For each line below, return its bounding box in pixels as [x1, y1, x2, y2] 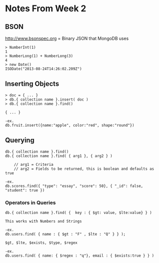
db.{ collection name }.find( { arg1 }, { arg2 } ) [5, 153, 113, 158]
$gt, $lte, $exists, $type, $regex [5, 240, 78, 245]
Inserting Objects [5, 79, 60, 88]
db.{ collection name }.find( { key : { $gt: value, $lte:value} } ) [5, 210, 152, 215]
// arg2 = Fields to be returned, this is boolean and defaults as [14, 166, 154, 171]
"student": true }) [5, 187, 45, 193]
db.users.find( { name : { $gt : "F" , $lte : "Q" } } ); [5, 232, 126, 237]
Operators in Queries [5, 199, 56, 206]
